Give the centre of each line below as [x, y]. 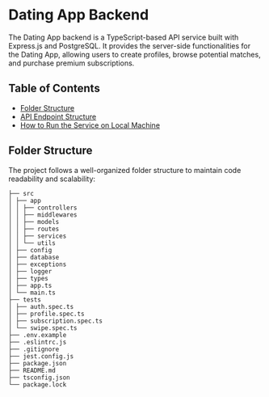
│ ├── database [34, 257]
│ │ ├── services [38, 236]
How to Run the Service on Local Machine [90, 125]
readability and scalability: [52, 179]
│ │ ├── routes [34, 229]
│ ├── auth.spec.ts [41, 306]
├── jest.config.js [41, 356]
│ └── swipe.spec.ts [43, 328]
